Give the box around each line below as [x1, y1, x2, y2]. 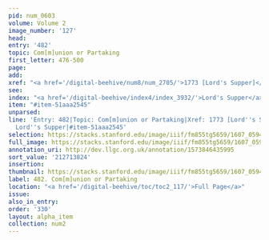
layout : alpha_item [8, 213, 74, 221]
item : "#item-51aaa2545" [8, 101, 91, 109]
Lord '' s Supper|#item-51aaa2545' [15, 123, 127, 131]
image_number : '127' [8, 26, 78, 34]
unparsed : [8, 109, 42, 117]
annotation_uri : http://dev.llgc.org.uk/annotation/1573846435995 [8, 146, 235, 154]
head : [8, 34, 26, 42]
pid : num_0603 [8, 11, 56, 20]
